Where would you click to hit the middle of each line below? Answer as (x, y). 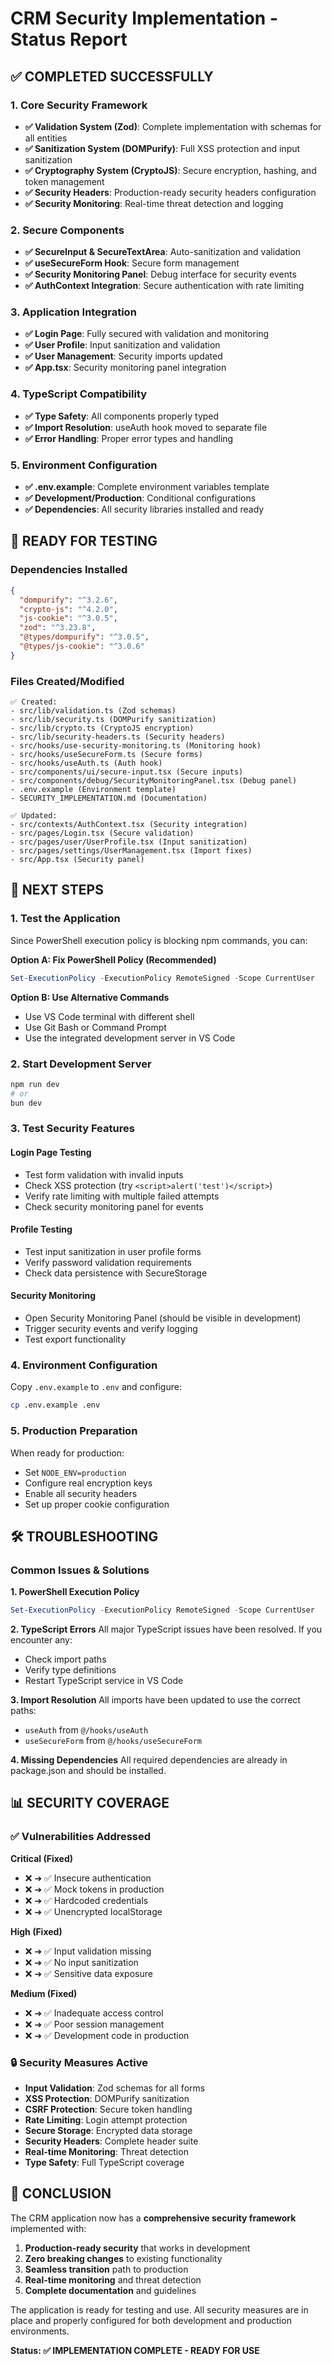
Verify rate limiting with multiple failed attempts (122, 1196)
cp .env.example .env (55, 1405)
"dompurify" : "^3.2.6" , (68, 600)
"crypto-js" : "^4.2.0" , (68, 609)
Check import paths (65, 1659)
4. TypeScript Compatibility (79, 394)
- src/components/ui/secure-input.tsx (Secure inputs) (127, 772)
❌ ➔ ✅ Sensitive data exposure (88, 1973)
